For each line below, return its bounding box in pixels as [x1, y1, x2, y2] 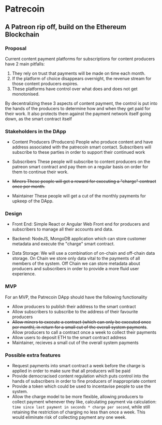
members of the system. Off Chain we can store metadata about [12, 261, 140, 266]
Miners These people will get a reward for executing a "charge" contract [12, 179, 156, 184]
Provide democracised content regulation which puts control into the [12, 373, 149, 379]
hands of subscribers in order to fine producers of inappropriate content [12, 378, 156, 384]
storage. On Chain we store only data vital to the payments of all [12, 256, 140, 262]
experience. [12, 271, 36, 277]
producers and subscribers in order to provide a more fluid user [12, 266, 139, 272]
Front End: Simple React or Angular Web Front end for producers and [12, 221, 150, 227]
